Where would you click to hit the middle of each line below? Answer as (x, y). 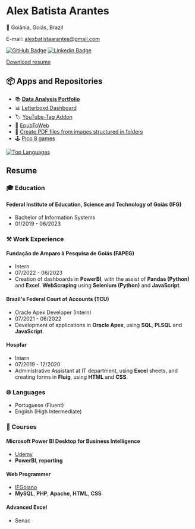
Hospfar (16, 345)
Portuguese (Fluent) (39, 406)
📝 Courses (21, 427)
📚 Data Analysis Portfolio (47, 99)
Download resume (29, 62)
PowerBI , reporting (39, 461)
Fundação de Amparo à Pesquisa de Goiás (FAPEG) (70, 253)
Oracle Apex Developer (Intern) (53, 312)
